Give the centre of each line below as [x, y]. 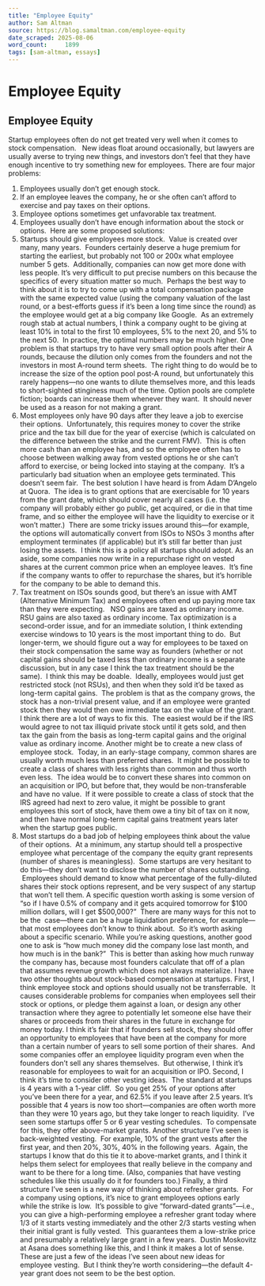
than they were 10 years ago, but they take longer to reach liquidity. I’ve [137, 1113]
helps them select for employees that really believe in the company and [136, 1164]
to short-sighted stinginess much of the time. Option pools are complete [137, 390]
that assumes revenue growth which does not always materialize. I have [137, 971]
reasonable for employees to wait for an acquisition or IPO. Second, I [131, 1072]
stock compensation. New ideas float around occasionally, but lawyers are [131, 148]
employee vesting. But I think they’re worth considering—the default [131, 1265]
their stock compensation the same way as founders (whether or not [131, 651]
